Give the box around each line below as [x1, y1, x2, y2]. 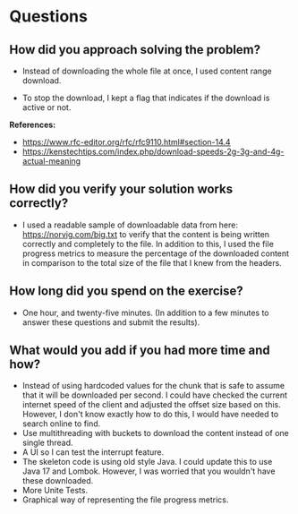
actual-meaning [21, 156, 81, 167]
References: [9, 119, 56, 130]
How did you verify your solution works [9, 182, 234, 197]
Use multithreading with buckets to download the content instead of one [21, 428, 289, 439]
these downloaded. [21, 475, 94, 486]
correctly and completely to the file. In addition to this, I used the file [21, 238, 275, 249]
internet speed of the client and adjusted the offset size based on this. [21, 399, 281, 410]
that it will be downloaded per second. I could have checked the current [21, 390, 288, 400]
